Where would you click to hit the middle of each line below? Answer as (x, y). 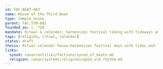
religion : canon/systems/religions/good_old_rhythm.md (66, 59)
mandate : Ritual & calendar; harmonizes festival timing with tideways (79, 32)
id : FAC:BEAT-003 (23, 9)
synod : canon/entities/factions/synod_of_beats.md (62, 55)
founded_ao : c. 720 (25, 28)
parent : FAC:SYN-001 (26, 23)
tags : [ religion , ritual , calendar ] (42, 37)
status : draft (19, 41)
